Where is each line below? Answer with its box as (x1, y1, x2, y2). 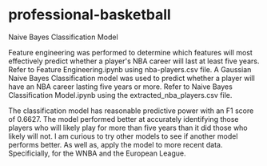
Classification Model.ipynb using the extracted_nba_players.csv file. (8, 90, 233, 99)
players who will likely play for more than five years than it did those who (8, 123, 248, 132)
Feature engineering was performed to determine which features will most (8, 47, 253, 57)
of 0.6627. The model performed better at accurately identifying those (8, 114, 239, 123)
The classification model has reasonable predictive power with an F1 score (8, 106, 254, 115)
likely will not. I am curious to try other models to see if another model (8, 131, 238, 141)
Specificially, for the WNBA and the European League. (8, 148, 186, 158)
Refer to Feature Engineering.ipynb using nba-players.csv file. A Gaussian (8, 64, 252, 74)
